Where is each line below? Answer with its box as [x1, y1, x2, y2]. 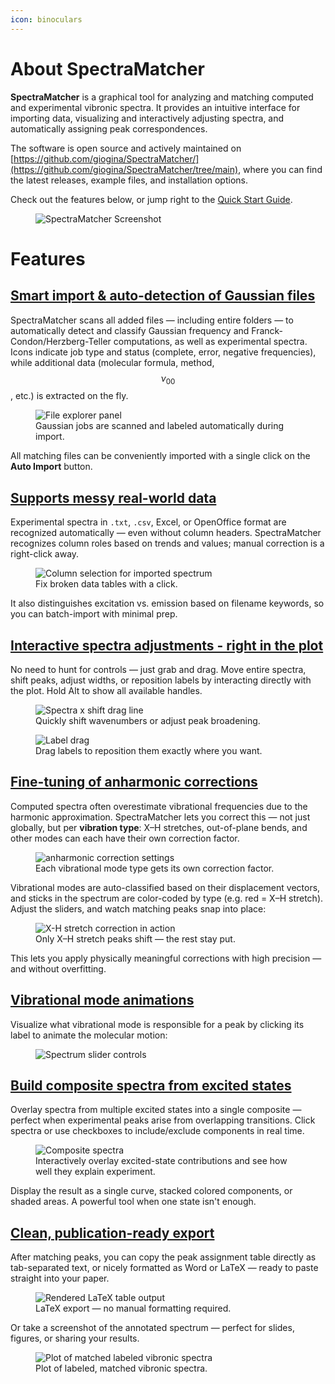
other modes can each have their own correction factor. [10, 832, 240, 844]
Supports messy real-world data [10, 489, 217, 506]
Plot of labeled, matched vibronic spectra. [35, 1362, 208, 1375]
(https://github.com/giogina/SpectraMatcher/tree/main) [10, 163, 239, 175]
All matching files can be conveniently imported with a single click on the [10, 450, 311, 462]
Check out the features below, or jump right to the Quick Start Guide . [10, 193, 293, 205]
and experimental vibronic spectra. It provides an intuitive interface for [10, 101, 301, 113]
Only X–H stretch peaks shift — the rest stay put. [35, 932, 236, 945]
